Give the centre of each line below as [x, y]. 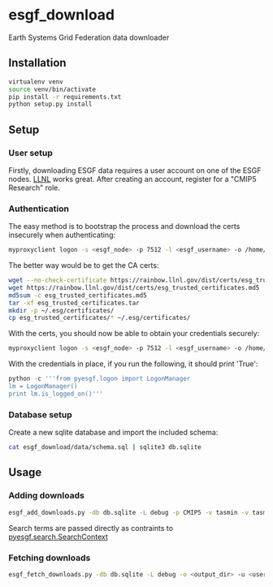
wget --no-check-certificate [58, 281]
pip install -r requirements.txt [65, 97]
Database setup [41, 414]
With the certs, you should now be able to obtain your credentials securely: [134, 334]
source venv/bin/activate [52, 89]
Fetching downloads [50, 558]
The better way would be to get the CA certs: [84, 265]
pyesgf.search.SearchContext [58, 537]
